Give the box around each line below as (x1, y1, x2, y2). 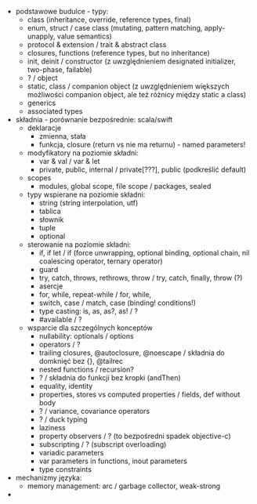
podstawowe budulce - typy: (15, 7, 109, 16)
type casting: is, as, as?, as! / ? (38, 306, 139, 316)
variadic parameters (38, 448, 104, 457)
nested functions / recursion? (38, 364, 135, 374)
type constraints (38, 465, 92, 473)
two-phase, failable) (27, 65, 92, 74)
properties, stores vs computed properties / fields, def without (38, 390, 241, 399)
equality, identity (38, 382, 93, 390)
